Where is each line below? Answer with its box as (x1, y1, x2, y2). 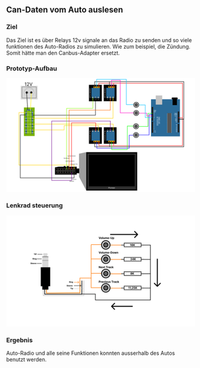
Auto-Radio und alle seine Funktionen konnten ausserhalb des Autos (6, 349, 175, 357)
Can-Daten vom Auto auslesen (6, 5, 123, 15)
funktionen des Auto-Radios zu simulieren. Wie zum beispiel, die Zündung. (6, 43, 190, 50)
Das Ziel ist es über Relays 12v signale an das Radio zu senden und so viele (6, 36, 192, 44)
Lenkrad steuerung (6, 201, 63, 210)
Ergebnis (6, 336, 33, 344)
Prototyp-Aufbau (6, 64, 57, 73)
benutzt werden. (6, 356, 47, 363)
